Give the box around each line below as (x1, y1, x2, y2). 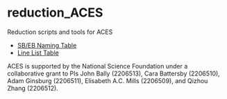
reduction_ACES (7, 5, 103, 21)
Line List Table (17, 48, 59, 57)
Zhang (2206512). (7, 84, 59, 92)
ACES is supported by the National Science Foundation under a (7, 62, 188, 70)
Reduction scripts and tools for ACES (7, 28, 113, 36)
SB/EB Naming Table (17, 41, 77, 49)
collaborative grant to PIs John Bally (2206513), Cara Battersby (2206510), (7, 69, 220, 78)
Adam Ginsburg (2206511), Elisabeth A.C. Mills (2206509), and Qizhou (7, 76, 208, 84)
